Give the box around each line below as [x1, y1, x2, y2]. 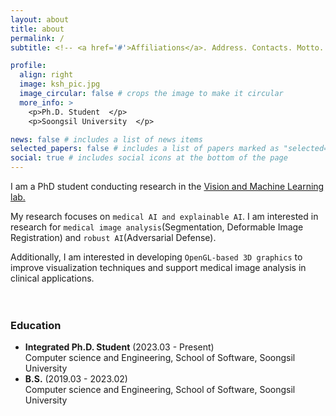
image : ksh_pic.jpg [19, 79, 101, 90]
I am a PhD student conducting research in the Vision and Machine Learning [10, 181, 325, 192]
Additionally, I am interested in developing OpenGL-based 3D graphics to [10, 251, 303, 263]
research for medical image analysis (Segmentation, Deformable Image [10, 221, 304, 233]
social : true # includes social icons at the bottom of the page [10, 153, 288, 163]
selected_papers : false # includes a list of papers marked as [10, 144, 280, 154]
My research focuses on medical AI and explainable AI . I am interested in [10, 211, 319, 222]
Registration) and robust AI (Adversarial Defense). [10, 232, 217, 243]
